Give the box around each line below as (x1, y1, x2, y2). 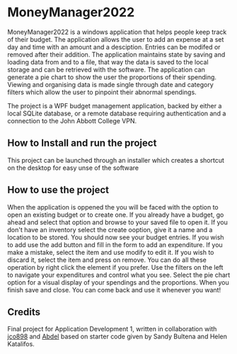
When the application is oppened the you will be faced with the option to (7, 202, 219, 211)
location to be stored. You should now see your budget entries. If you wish (7, 233, 224, 241)
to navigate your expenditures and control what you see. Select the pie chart (7, 270, 231, 279)
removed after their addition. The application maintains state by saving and (7, 50, 226, 59)
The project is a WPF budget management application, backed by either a (7, 101, 222, 110)
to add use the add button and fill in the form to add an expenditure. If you (7, 240, 223, 249)
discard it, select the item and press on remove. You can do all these (7, 256, 207, 264)
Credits (7, 306, 41, 318)
